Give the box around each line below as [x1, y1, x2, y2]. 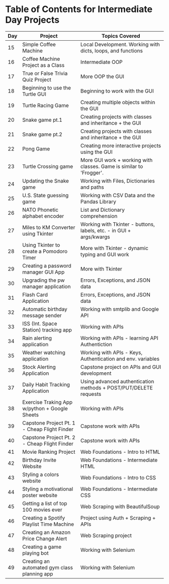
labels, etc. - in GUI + [80, 227, 131, 234]
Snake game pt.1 [22, 116, 63, 123]
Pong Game [22, 145, 50, 152]
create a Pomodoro [22, 247, 68, 255]
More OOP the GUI [80, 73, 125, 80]
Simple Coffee [22, 41, 56, 48]
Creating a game [22, 543, 62, 550]
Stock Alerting [22, 363, 56, 370]
